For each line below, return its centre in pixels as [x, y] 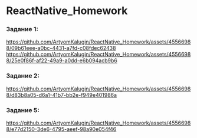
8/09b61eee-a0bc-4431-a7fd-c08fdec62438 [61, 48]
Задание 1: [22, 29]
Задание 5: [23, 110]
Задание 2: [23, 76]
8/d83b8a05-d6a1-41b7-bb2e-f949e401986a [61, 95]
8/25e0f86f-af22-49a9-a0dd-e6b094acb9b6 [62, 60]
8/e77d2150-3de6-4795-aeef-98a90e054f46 [61, 129]
